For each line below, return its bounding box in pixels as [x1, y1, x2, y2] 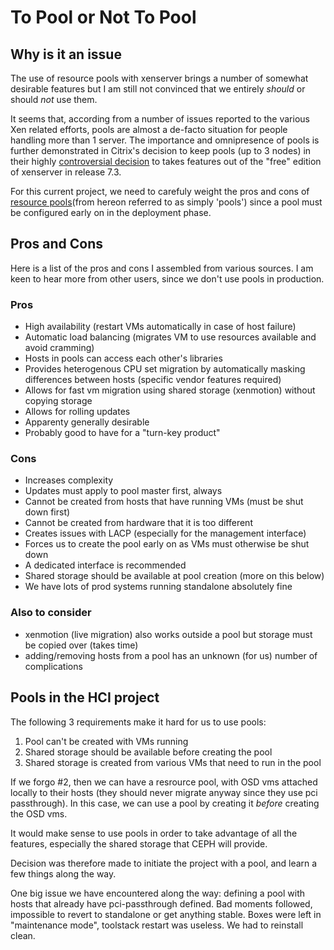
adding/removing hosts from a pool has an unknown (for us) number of [24, 649, 318, 661]
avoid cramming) [24, 342, 95, 354]
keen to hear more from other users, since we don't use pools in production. [10, 272, 325, 285]
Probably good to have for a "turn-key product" [24, 427, 221, 439]
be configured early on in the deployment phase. [10, 207, 212, 218]
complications [24, 660, 83, 672]
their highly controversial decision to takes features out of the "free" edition [10, 156, 322, 167]
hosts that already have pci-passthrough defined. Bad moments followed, [10, 897, 313, 910]
